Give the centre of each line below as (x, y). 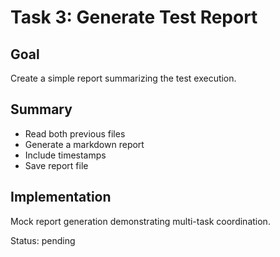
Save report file (56, 165)
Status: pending (43, 240)
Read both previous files (75, 133)
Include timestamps (65, 155)
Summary (41, 109)
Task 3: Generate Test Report (134, 17)
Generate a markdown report (84, 144)
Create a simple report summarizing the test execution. (123, 78)
